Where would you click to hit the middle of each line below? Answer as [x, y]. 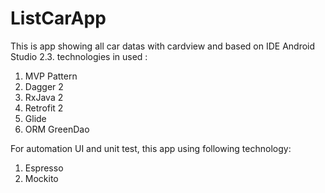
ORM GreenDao [57, 129]
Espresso [44, 168]
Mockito [41, 178]
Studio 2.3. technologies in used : [79, 56]
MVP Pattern [51, 76]
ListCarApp [58, 18]
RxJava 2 [44, 97]
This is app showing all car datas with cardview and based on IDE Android [163, 46]
